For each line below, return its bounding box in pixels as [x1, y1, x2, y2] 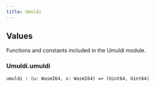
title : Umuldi [6, 8, 42, 15]
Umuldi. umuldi [6, 62, 51, 70]
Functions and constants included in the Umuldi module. [6, 47, 147, 54]
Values [6, 31, 33, 41]
